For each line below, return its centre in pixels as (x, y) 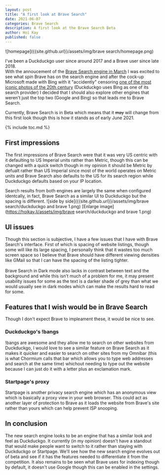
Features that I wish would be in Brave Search (76, 307)
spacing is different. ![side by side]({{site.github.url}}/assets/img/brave (77, 201)
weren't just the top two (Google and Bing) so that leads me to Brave (75, 97)
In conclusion (26, 424)
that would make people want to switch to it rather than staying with (74, 446)
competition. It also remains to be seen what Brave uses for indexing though (82, 462)
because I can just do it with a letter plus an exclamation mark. (68, 369)
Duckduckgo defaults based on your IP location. (54, 181)
